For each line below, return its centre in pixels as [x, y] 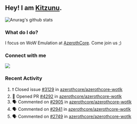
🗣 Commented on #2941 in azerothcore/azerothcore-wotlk [71, 109]
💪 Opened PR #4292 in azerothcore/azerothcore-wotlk [67, 96]
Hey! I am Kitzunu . [34, 8]
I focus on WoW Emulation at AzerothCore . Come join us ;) [63, 43]
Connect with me [26, 55]
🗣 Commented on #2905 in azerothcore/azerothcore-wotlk [72, 102]
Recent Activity [24, 78]
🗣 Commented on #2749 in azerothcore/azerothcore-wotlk [72, 116]
